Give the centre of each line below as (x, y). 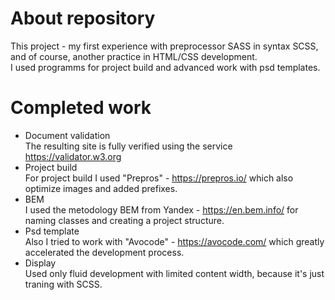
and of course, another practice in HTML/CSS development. (134, 56)
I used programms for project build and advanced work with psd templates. (165, 67)
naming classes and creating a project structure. (124, 220)
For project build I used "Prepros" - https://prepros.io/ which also (159, 178)
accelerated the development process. (104, 252)
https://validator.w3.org (73, 156)
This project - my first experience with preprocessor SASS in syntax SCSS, (164, 46)
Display (40, 263)
